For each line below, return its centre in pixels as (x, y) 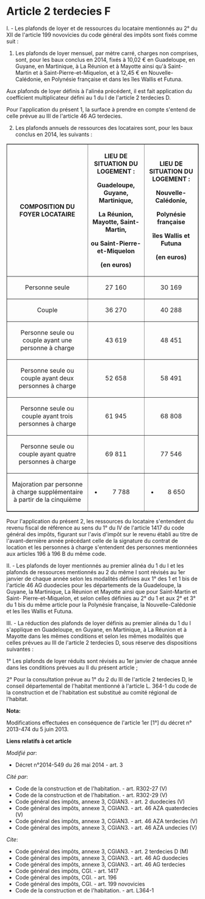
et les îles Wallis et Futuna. (40, 611)
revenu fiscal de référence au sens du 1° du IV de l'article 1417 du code (95, 528)
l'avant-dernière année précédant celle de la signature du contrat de (92, 541)
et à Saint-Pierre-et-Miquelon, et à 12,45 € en (90, 72)
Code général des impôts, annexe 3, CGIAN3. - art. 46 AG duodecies (102, 858)
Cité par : (17, 776)
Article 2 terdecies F (59, 11)
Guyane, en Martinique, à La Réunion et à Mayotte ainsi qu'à (91, 66)
